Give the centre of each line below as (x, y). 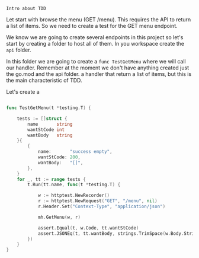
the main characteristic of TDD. (44, 80)
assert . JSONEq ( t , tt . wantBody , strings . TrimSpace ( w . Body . (111, 233)
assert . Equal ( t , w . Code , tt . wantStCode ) (88, 228)
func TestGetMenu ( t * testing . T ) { (49, 108)
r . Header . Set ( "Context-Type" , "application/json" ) (102, 206)
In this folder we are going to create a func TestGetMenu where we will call (96, 61)
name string (50, 124)
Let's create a (23, 92)
